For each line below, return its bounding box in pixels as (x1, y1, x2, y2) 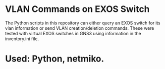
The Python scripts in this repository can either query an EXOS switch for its (5, 20, 161, 26)
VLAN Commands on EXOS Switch (5, 3, 150, 15)
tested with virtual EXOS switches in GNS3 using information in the (5, 30, 141, 36)
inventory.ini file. (5, 36, 39, 42)
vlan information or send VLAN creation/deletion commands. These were (5, 25, 155, 31)
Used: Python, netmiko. (5, 53, 105, 65)
